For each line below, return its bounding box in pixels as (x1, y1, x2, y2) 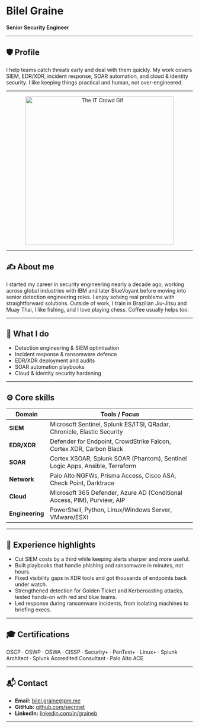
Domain (15, 410, 38, 419)
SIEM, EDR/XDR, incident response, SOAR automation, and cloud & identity (6, 73, 188, 80)
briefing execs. (14, 606, 52, 613)
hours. (14, 568, 31, 575)
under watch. (14, 581, 47, 588)
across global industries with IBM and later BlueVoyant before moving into (6, 287, 187, 294)
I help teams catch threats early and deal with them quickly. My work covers (6, 66, 192, 73)
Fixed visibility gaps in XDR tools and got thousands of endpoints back (14, 575, 187, 581)
